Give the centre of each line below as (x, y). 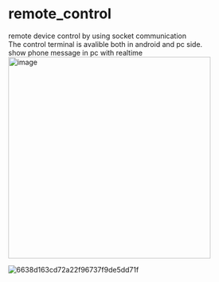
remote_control (60, 14)
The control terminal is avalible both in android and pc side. (106, 44)
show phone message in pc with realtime (76, 52)
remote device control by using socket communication (98, 36)
